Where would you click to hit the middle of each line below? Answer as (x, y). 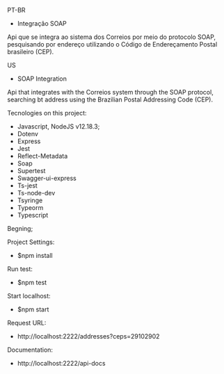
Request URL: (27, 323)
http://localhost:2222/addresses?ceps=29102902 (88, 336)
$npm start (33, 309)
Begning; (20, 228)
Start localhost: (29, 296)
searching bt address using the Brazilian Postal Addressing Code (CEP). (110, 99)
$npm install (35, 255)
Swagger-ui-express (47, 178)
